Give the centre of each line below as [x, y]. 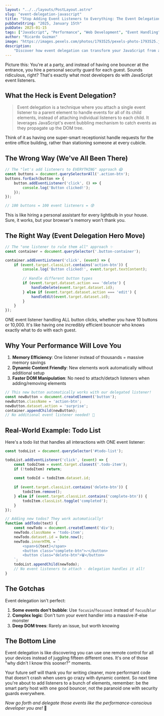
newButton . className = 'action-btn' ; [43, 401]
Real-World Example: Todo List [53, 430]
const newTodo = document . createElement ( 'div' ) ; [64, 528]
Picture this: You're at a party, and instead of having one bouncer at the [77, 65]
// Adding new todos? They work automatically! [54, 519]
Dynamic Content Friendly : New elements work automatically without [82, 368]
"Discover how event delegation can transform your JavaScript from [85, 50]
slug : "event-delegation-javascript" [43, 14]
